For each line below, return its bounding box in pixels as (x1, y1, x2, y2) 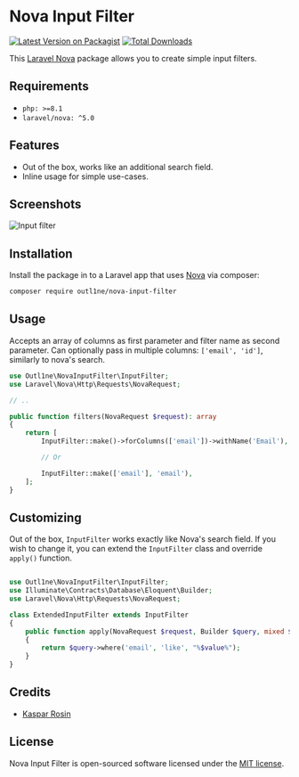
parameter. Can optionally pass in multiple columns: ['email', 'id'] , (9, 345, 263, 356)
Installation (9, 246, 73, 261)
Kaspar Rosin (21, 708, 71, 719)
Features (9, 138, 60, 153)
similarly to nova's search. (9, 354, 105, 364)
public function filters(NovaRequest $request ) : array (9, 412, 217, 421)
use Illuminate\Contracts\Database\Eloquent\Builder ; (9, 586, 214, 595)
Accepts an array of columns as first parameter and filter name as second (9, 335, 280, 346)
